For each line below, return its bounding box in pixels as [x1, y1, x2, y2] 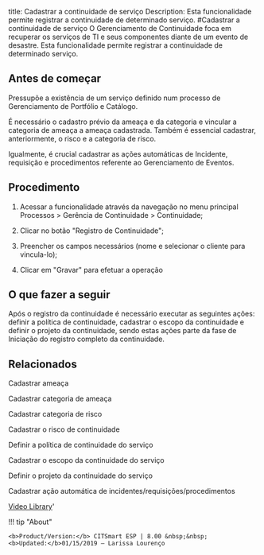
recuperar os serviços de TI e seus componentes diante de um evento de [8, 32, 249, 41]
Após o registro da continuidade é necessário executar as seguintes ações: [8, 309, 255, 319]
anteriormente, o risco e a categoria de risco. [8, 134, 157, 143]
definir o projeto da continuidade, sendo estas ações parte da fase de [8, 326, 237, 336]
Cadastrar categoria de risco [8, 409, 103, 419]
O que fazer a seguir [8, 288, 111, 301]
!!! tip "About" [8, 517, 52, 527]
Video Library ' [8, 502, 55, 511]
